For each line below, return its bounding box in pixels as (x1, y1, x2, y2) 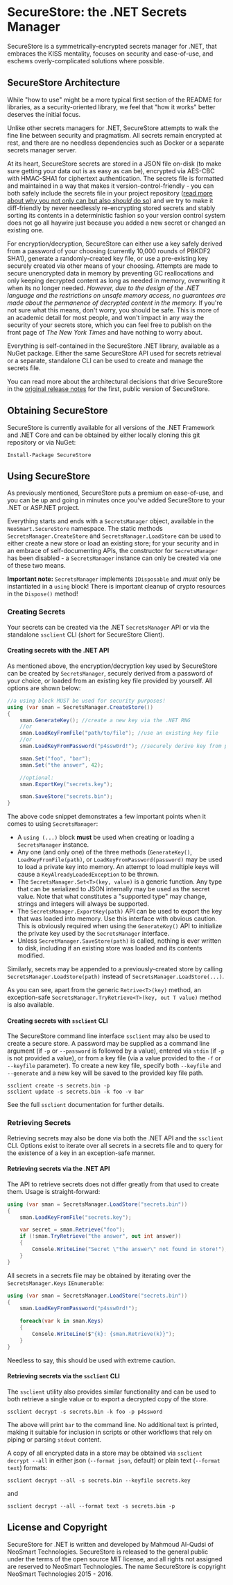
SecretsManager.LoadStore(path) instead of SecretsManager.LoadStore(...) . (7, 972, 225, 981)
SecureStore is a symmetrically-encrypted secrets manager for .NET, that (7, 42, 217, 50)
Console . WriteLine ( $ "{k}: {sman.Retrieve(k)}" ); (32, 1330, 175, 1338)
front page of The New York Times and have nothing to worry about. (7, 328, 203, 336)
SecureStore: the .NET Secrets (7, 4, 187, 20)
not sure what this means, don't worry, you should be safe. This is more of (7, 305, 220, 314)
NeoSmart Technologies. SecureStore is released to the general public (7, 1547, 209, 1556)
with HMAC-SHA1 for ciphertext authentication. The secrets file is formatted (7, 174, 224, 182)
